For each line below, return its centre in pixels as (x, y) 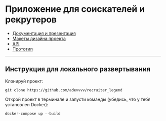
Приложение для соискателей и (75, 9)
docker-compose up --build (33, 114)
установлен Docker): (27, 104)
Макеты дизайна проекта (39, 39)
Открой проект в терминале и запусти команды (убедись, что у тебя (78, 99)
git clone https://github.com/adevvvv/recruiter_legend (64, 90)
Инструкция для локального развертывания (78, 69)
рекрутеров (31, 20)
